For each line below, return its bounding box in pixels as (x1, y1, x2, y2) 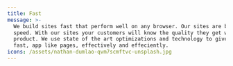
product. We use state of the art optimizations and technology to (13, 36, 213, 43)
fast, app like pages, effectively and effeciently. (13, 42, 169, 49)
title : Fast (7, 10, 42, 17)
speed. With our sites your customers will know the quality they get (13, 29, 222, 36)
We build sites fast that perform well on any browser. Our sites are (13, 23, 222, 30)
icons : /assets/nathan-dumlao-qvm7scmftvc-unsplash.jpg (7, 49, 172, 56)
